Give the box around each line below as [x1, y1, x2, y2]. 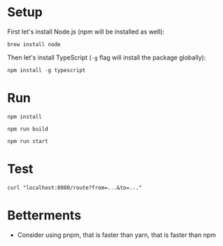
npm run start [7, 137, 49, 144]
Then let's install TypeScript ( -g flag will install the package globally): [7, 53, 206, 62]
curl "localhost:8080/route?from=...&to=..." [7, 184, 142, 191]
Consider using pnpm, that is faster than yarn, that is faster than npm [17, 231, 217, 239]
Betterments [7, 207, 82, 223]
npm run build [7, 125, 49, 132]
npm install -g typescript [7, 67, 86, 74]
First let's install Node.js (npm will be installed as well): [7, 27, 165, 36]
